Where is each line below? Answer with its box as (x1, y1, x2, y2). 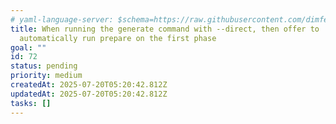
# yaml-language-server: (10, 14, 114, 25)
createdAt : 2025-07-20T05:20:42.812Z (10, 80, 168, 90)
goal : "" (10, 42, 47, 53)
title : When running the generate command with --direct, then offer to (10, 24, 320, 34)
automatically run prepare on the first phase (19, 33, 217, 43)
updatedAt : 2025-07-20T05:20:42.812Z (10, 89, 168, 99)
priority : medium (10, 71, 83, 81)
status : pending (10, 61, 78, 71)
